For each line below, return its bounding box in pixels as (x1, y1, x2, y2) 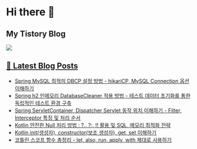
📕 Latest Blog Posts (6, 61, 78, 71)
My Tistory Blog (6, 29, 66, 39)
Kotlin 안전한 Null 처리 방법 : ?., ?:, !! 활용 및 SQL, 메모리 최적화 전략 (14, 121, 171, 128)
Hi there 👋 (6, 5, 55, 19)
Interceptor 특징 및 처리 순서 (14, 114, 81, 121)
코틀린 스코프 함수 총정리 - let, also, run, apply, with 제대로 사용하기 (14, 136, 172, 143)
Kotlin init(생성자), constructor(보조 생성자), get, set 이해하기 (14, 129, 157, 136)
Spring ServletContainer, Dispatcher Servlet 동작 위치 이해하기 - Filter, (14, 107, 182, 114)
